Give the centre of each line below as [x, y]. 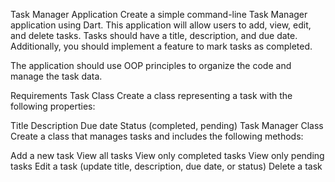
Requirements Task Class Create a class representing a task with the [151, 95]
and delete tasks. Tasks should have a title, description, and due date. [154, 35]
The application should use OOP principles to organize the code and [151, 65]
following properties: [53, 106]
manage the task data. [56, 76]
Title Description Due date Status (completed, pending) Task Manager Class [167, 125]
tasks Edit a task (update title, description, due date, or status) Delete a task [166, 166]
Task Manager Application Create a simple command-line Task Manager [159, 14]
